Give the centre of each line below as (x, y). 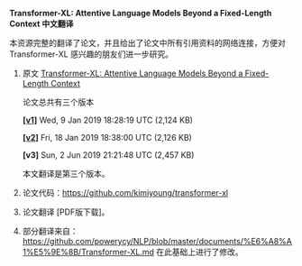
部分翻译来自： (50, 231)
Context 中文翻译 (41, 23)
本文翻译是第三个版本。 (66, 174)
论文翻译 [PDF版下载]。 (66, 212)
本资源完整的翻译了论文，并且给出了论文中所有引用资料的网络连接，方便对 (147, 43)
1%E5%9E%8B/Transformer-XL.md (88, 252)
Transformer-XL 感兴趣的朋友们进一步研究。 (92, 54)
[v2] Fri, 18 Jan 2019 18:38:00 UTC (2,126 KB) (107, 138)
